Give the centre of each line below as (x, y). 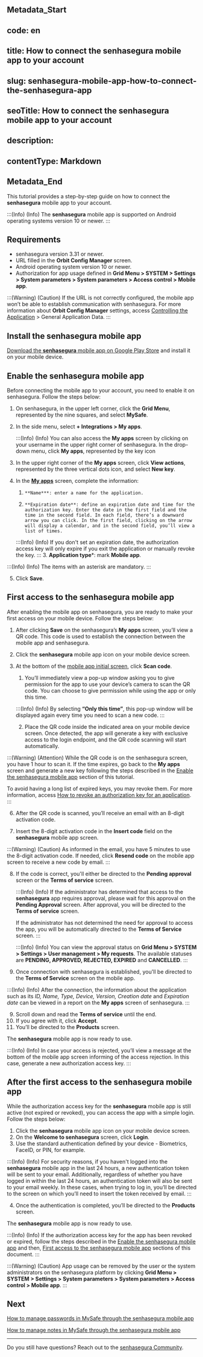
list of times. (43, 531)
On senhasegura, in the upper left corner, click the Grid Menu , (93, 408)
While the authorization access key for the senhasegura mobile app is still (99, 1106)
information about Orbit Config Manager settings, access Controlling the (98, 310)
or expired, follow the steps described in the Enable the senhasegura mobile (101, 1241)
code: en (24, 30)
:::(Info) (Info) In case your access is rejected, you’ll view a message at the (99, 1050)
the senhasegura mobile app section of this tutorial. (71, 776)
